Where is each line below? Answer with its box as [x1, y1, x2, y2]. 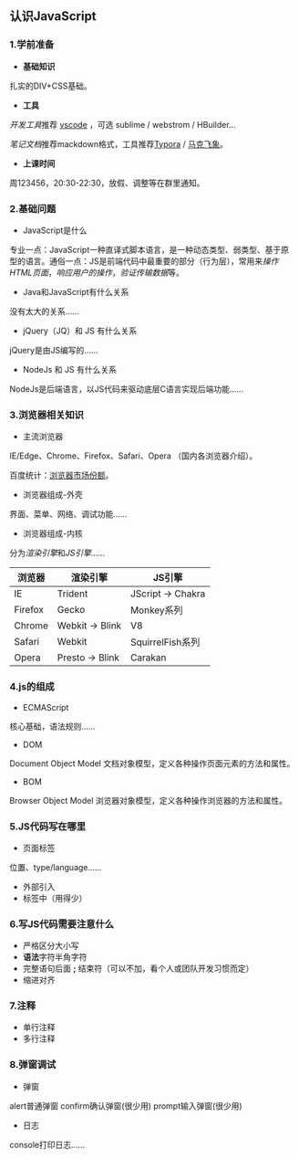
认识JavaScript [9, 8, 98, 25]
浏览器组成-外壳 [22, 490, 84, 500]
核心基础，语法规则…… [9, 721, 96, 732]
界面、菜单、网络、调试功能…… [9, 509, 128, 520]
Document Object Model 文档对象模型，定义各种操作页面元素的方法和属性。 [9, 757, 295, 769]
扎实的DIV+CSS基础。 [9, 80, 93, 91]
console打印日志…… [9, 1139, 86, 1150]
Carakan [130, 651, 167, 664]
